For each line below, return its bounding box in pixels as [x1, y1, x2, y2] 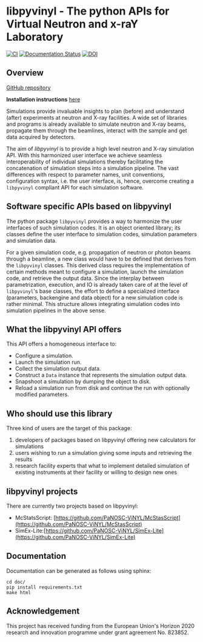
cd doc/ [6, 579, 26, 585]
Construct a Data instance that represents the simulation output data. [15, 372, 187, 379]
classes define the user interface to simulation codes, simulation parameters [6, 230, 197, 237]
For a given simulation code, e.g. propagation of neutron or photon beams [6, 248, 191, 256]
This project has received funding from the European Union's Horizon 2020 [6, 622, 195, 629]
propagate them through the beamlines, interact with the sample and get [6, 126, 187, 134]
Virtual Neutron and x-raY [6, 17, 138, 31]
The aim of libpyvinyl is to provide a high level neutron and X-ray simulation [6, 145, 195, 152]
